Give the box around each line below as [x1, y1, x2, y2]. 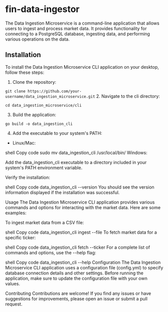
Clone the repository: [12, 79, 57, 85]
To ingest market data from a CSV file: [5, 219, 84, 225]
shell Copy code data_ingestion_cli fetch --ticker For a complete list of [5, 244, 150, 250]
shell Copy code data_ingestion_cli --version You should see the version [5, 184, 154, 190]
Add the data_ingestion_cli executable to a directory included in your [5, 159, 147, 165]
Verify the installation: [5, 174, 50, 180]
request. [5, 301, 23, 307]
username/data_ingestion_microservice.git [5, 94, 95, 99]
